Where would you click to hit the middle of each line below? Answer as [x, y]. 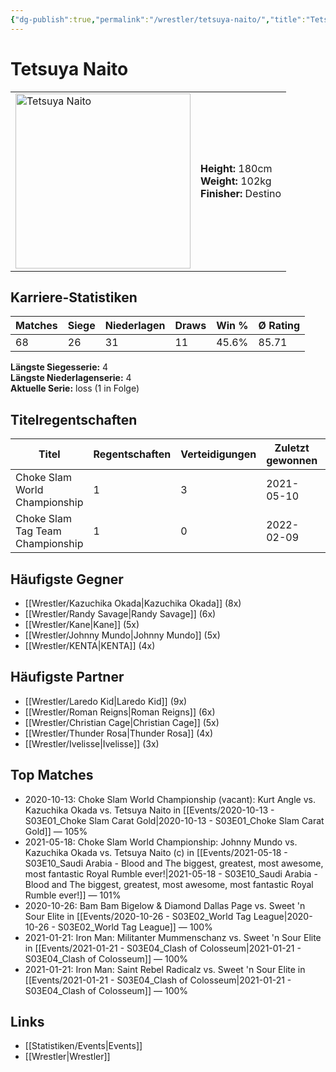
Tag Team [38, 531]
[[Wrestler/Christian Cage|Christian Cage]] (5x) [122, 722]
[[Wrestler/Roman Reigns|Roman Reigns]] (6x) [120, 712]
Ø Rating [279, 326]
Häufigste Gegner [67, 579]
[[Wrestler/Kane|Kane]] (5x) [82, 624]
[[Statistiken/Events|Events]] [83, 1046]
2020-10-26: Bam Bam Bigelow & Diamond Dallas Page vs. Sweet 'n [165, 905]
